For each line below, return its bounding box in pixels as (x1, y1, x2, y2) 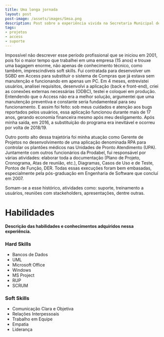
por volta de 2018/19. (5, 125, 47, 131)
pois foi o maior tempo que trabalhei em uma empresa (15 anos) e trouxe (5, 57, 151, 63)
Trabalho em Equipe (12, 316, 53, 322)
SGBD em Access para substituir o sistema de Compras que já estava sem (5, 73, 155, 78)
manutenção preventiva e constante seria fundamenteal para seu (5, 98, 136, 105)
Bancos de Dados (12, 251, 48, 257)
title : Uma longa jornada (5, 7, 58, 12)
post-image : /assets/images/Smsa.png (5, 16, 82, 21)
